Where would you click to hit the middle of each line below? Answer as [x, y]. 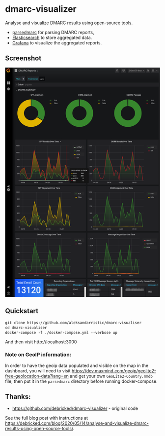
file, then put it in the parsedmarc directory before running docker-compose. [82, 381]
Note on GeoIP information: [38, 355]
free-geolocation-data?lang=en [37, 376]
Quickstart [22, 311]
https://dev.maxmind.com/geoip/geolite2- [114, 370]
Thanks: [18, 396]
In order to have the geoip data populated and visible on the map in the [77, 365]
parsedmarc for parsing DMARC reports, [53, 32]
